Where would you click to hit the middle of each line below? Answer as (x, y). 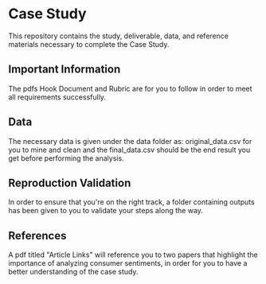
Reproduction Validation (70, 183)
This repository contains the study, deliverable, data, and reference (119, 36)
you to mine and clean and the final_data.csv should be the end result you (129, 150)
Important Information (65, 70)
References (37, 235)
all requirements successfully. (57, 97)
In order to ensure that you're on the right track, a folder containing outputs (131, 202)
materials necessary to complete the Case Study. (89, 44)
